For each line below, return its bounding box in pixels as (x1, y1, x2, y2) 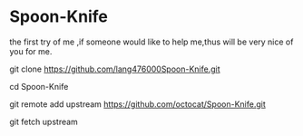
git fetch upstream (9, 116, 79, 127)
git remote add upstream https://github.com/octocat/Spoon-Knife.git (9, 98, 266, 110)
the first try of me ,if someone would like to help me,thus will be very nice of (9, 36, 294, 47)
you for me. (9, 45, 53, 56)
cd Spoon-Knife (9, 81, 69, 92)
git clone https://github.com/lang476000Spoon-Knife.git (9, 63, 220, 74)
